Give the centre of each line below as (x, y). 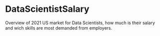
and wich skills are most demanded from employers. (59, 28)
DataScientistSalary (47, 9)
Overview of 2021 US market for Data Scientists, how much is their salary (80, 23)
